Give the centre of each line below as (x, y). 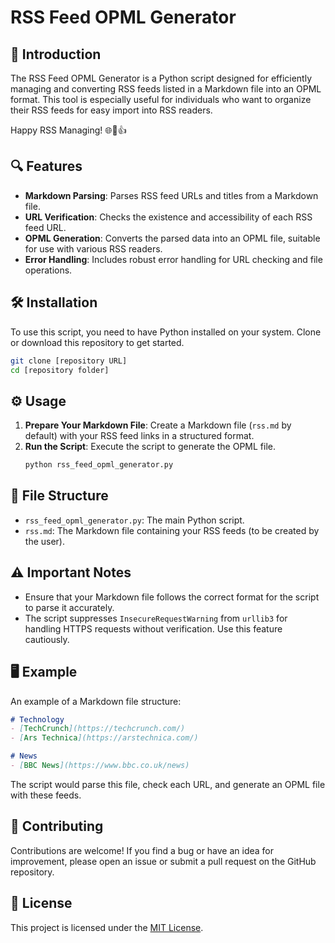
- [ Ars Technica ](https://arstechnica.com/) (104, 738)
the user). (44, 541)
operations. (48, 270)
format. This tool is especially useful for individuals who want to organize (161, 99)
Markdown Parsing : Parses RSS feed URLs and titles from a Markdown (171, 195)
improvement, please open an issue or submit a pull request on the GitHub (163, 861)
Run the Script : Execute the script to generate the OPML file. (150, 447)
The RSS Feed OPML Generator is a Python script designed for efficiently (161, 78)
